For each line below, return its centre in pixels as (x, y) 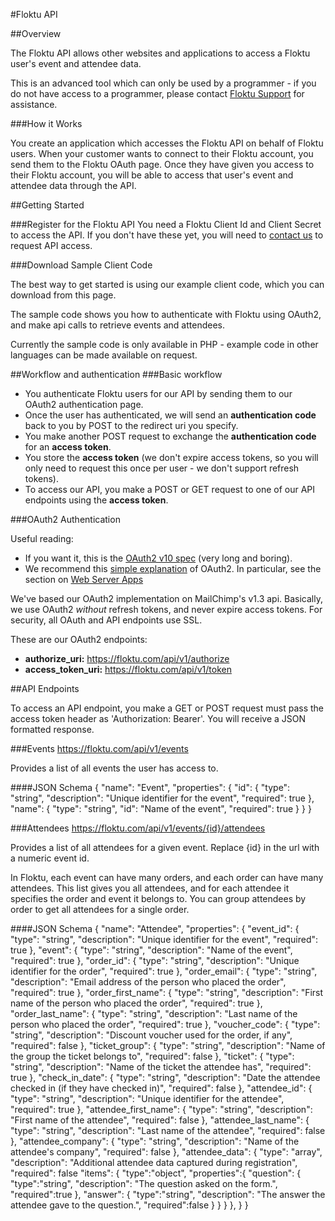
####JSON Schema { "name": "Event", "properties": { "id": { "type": (150, 787)
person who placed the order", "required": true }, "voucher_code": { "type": (165, 1024)
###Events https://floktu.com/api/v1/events (99, 748)
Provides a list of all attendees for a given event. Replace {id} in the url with (165, 847)
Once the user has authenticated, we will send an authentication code (170, 415)
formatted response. (52, 729)
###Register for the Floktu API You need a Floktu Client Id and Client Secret (166, 224)
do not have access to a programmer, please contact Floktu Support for (157, 93)
